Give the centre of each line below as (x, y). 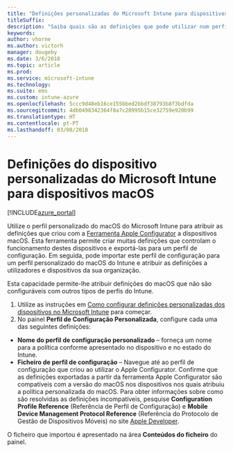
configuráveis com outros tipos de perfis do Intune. (80, 291)
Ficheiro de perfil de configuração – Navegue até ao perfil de (106, 362)
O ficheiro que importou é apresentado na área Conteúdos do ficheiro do (112, 435)
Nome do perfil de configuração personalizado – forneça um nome (114, 340)
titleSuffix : (26, 20)
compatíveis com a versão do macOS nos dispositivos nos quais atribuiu (121, 384)
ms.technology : (29, 85)
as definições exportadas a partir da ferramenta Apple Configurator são (120, 377)
